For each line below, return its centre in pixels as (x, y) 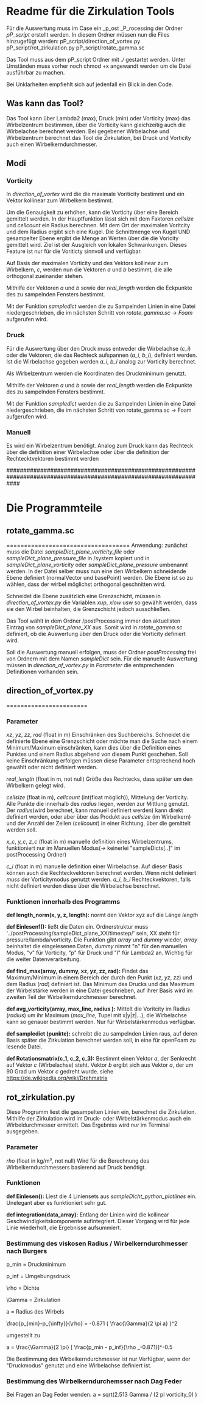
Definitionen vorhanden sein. (43, 672)
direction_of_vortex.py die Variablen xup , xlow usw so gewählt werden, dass (102, 602)
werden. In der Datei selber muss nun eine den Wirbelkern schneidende (97, 571)
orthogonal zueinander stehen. (45, 276)
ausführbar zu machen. (36, 72)
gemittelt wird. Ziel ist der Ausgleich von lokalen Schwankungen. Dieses (97, 245)
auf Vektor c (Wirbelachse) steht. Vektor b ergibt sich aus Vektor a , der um (100, 1065)
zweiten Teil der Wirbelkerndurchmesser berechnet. (72, 997)
